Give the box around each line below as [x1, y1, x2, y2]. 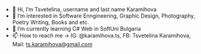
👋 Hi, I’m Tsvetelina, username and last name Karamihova [12, 6, 157, 13]
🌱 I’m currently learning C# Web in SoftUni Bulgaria [12, 25, 141, 32]
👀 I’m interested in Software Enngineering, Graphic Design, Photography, [12, 12, 196, 19]
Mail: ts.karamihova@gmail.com [12, 41, 93, 48]
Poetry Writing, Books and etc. [12, 19, 90, 25]
